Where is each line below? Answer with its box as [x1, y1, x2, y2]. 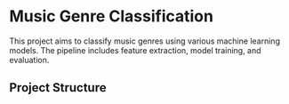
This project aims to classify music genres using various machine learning [9, 36, 280, 46]
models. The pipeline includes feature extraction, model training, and [9, 44, 261, 55]
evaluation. [9, 54, 50, 65]
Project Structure [9, 80, 107, 95]
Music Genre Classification [9, 6, 213, 27]
